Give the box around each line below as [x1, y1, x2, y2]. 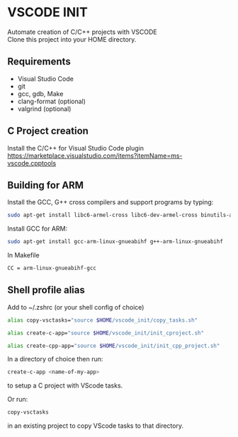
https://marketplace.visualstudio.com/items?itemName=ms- [7, 151, 183, 160]
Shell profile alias [7, 284, 85, 296]
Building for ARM [7, 179, 84, 191]
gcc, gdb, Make [17, 89, 64, 98]
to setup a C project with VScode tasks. [7, 381, 123, 390]
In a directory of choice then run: [7, 355, 103, 363]
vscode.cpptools [7, 158, 57, 167]
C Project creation [7, 125, 89, 137]
